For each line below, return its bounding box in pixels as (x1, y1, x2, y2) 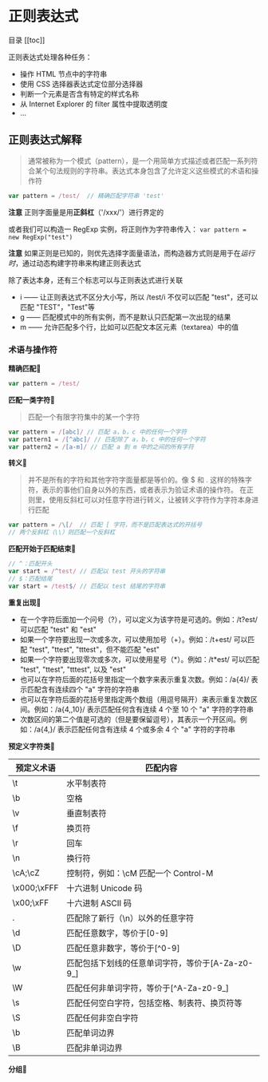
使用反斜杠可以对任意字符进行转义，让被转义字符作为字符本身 (49, 495, 252, 505)
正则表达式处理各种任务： (8, 52, 93, 61)
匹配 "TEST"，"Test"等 (19, 302, 96, 311)
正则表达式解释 (8, 133, 82, 147)
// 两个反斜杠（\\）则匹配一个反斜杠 (8, 529, 116, 537)
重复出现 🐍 (8, 597, 41, 607)
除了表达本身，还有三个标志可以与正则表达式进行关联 (8, 275, 183, 284)
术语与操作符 (8, 344, 58, 355)
